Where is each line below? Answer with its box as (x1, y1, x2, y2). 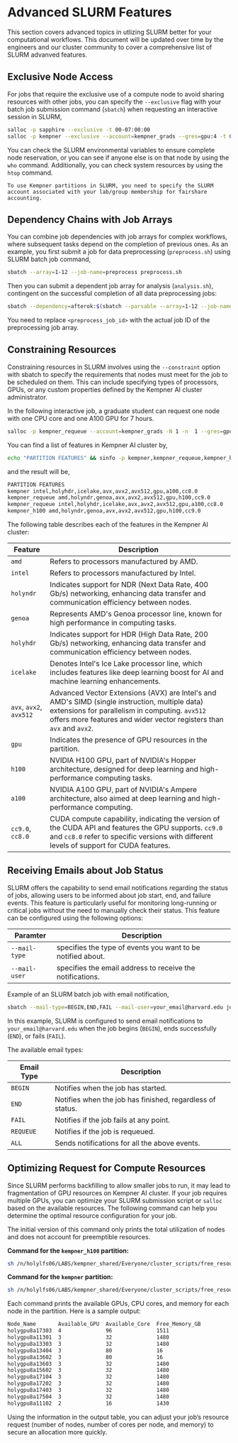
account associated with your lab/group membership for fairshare (7, 188, 208, 195)
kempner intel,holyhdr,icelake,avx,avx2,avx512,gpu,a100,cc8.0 (7, 488, 198, 495)
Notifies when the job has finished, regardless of (55, 1094, 216, 1104)
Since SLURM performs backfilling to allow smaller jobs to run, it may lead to (7, 1181, 231, 1190)
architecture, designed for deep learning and (49, 764, 198, 774)
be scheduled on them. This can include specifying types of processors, (7, 378, 219, 386)
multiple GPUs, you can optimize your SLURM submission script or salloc (7, 1196, 222, 1205)
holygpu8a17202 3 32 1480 (7, 1380, 170, 1388)
